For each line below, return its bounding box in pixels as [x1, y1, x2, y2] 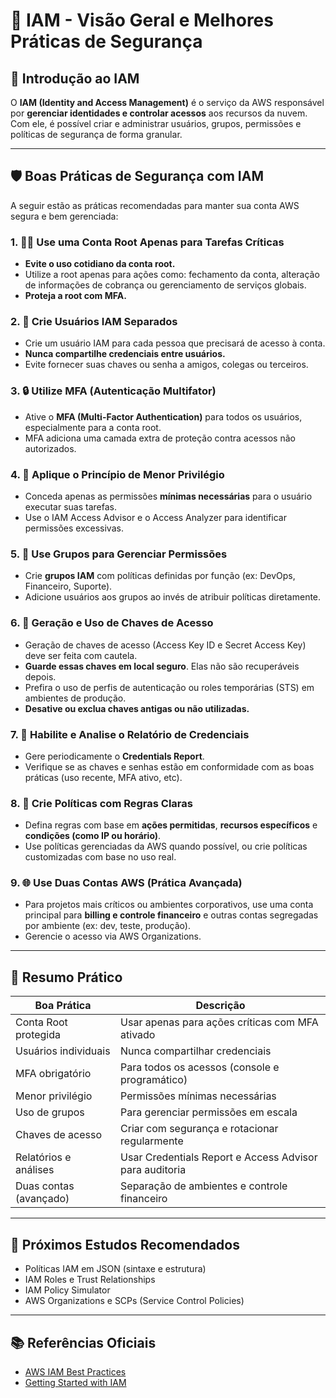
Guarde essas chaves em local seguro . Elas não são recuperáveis [24, 660, 300, 672]
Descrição [195, 999, 246, 1013]
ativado [120, 1028, 156, 1042]
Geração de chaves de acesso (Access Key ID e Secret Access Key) [24, 639, 307, 651]
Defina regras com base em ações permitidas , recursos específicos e [24, 819, 318, 831]
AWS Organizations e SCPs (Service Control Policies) [24, 1295, 245, 1307]
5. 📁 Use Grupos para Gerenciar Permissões [10, 547, 228, 561]
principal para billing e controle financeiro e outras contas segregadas [24, 909, 319, 921]
